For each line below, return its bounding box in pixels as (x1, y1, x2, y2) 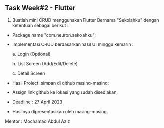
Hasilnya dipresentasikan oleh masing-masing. (12, 108, 108, 114)
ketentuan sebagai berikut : (12, 22, 69, 28)
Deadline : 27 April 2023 (12, 99, 63, 105)
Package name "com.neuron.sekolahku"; (12, 32, 96, 38)
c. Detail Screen (12, 70, 45, 76)
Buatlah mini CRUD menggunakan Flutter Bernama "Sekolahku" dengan (12, 17, 159, 23)
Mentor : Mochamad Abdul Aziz (5, 118, 70, 124)
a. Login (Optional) (12, 51, 51, 57)
